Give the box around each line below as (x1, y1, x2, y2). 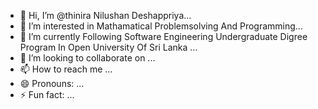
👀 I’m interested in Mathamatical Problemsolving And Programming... (19, 20, 303, 32)
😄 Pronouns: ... (19, 78, 85, 89)
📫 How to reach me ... (19, 63, 113, 75)
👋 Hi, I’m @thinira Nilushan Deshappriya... (19, 10, 192, 21)
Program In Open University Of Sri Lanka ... (19, 41, 198, 53)
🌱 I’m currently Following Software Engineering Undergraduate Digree (19, 31, 308, 42)
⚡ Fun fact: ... (19, 89, 75, 100)
